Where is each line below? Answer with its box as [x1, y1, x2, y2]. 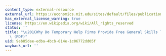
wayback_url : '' [5, 43, 39, 48]
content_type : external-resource [5, 7, 74, 12]
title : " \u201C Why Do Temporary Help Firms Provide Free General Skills [5, 30, 158, 35]
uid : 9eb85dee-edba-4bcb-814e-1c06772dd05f [5, 39, 96, 44]
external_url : [5, 12, 35, 17]
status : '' [5, 25, 28, 30]
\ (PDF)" [9, 35, 28, 39]
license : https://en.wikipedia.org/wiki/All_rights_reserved [5, 20, 134, 26]
